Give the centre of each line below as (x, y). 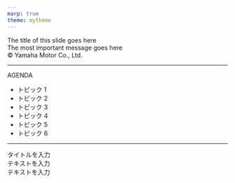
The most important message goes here (65, 47)
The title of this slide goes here (52, 40)
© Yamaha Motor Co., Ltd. (45, 55)
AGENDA (20, 75)
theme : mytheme (29, 20)
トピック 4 (33, 115)
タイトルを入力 (29, 154)
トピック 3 (33, 107)
